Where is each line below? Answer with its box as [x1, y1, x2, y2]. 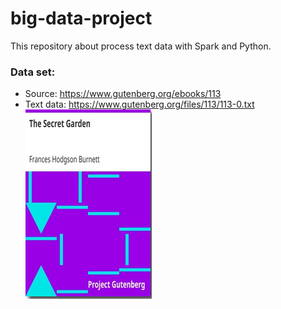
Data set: [10, 65, 56, 79]
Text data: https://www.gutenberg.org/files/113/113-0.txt [24, 98, 255, 111]
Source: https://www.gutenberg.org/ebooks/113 [24, 88, 222, 100]
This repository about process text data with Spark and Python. [10, 40, 272, 52]
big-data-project [10, 7, 153, 30]
